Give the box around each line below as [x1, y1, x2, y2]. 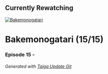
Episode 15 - [5, 51, 35, 58]
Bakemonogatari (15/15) [5, 34, 104, 45]
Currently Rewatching [5, 4, 73, 12]
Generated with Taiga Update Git [5, 63, 72, 69]
